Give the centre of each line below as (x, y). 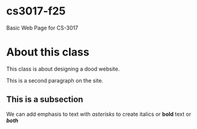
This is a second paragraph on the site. (55, 80)
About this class (48, 52)
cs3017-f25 (36, 11)
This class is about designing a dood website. (63, 69)
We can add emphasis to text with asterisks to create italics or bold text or (99, 114)
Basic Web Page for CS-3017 (42, 28)
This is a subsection (45, 100)
